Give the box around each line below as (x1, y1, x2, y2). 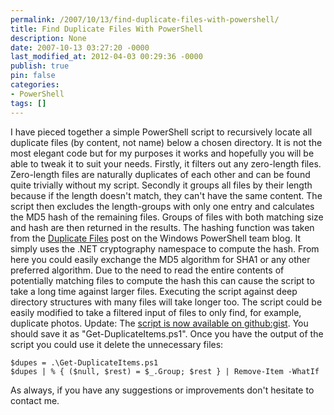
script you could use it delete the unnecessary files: (10, 338, 224, 350)
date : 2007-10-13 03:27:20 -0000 (10, 42, 150, 53)
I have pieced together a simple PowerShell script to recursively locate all (10, 126, 313, 138)
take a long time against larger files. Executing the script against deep (10, 285, 298, 297)
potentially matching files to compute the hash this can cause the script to (10, 274, 315, 286)
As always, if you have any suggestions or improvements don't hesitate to (10, 384, 315, 396)
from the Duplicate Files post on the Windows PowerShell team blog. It (10, 232, 302, 244)
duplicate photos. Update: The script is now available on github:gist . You (10, 317, 309, 329)
